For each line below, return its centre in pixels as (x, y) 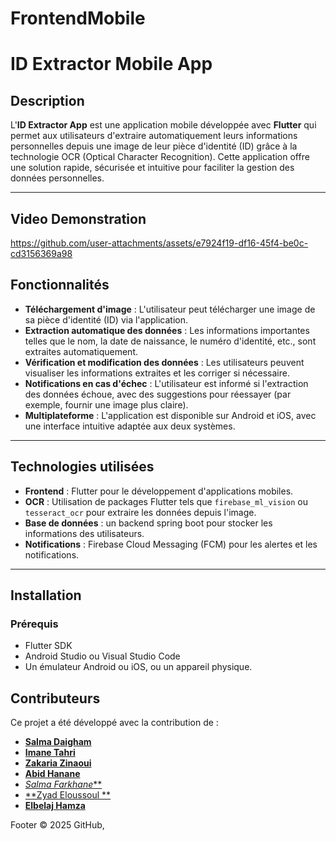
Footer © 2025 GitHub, (57, 825)
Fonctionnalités (60, 285)
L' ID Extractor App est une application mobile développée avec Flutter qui (163, 125)
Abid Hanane (52, 774)
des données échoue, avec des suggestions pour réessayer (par (158, 394)
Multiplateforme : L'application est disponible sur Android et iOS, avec (170, 415)
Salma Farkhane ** (63, 784)
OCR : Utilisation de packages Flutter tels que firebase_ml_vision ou (166, 501)
